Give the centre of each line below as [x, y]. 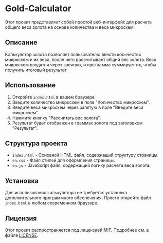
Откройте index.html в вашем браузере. [54, 97]
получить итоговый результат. [36, 70]
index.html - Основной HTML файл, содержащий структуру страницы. [85, 155]
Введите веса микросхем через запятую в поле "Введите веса [78, 107]
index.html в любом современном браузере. [52, 203]
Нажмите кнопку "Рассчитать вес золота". [56, 118]
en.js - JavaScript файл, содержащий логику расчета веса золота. [81, 165]
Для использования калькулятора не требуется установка [66, 193]
